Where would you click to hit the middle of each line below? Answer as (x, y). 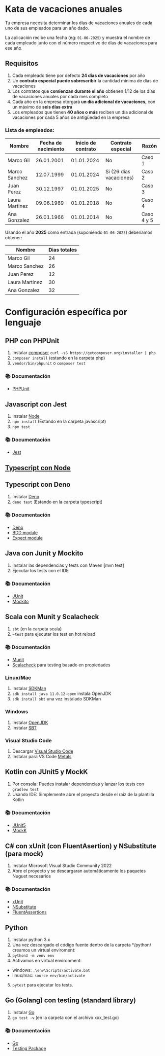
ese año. (14, 48)
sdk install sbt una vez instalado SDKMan (56, 699)
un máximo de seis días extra (42, 107)
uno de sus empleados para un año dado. (47, 28)
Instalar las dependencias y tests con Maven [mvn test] (68, 565)
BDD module (25, 532)
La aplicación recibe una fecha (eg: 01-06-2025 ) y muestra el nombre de (78, 37)
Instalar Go (23, 1012)
